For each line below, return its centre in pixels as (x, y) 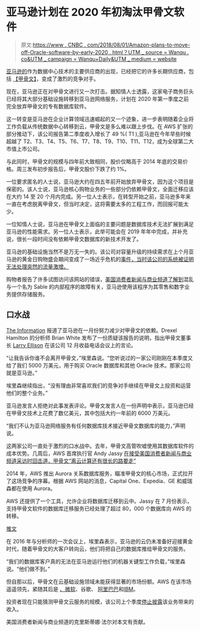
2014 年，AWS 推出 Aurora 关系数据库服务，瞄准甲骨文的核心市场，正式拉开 (100, 473)
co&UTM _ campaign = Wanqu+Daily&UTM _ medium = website (99, 59)
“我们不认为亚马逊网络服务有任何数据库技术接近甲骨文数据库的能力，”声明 (96, 426)
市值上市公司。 (24, 149)
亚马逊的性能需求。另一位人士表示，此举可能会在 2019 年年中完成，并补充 (97, 231)
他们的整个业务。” (27, 393)
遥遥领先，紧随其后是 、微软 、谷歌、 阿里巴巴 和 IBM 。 (72, 589)
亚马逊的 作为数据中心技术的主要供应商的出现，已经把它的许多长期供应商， (97, 71)
